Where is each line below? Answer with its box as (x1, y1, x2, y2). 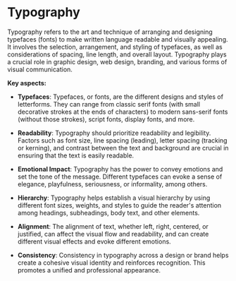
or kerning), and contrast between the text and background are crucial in (17, 143, 229, 152)
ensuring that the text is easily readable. (17, 151, 135, 160)
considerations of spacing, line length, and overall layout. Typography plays (7, 50, 227, 59)
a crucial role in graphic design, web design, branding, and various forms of (7, 57, 228, 66)
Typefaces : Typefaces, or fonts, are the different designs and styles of (17, 92, 224, 101)
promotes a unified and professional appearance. (17, 265, 161, 274)
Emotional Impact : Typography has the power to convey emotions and (17, 165, 223, 173)
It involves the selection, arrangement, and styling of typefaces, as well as (7, 42, 223, 51)
